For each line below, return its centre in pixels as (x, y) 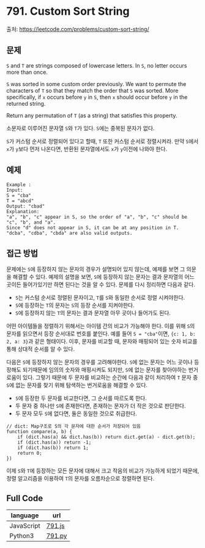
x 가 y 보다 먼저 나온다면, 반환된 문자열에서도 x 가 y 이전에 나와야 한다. (87, 149)
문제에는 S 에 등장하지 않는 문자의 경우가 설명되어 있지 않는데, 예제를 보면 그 (96, 269)
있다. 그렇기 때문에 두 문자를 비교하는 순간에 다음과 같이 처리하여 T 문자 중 (110, 378)
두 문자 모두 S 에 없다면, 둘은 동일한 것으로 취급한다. (76, 413)
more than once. (27, 72)
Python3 (22, 536)
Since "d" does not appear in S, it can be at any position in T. (93, 228)
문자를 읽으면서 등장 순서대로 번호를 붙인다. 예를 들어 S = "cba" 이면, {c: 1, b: (101, 334)
